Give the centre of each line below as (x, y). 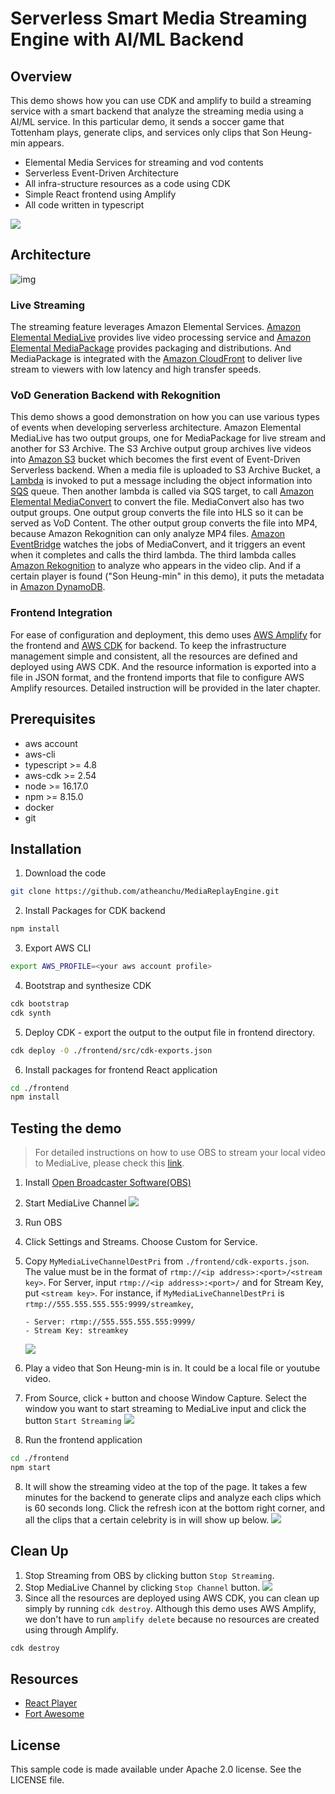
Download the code (65, 873)
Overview (41, 76)
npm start (31, 1468)
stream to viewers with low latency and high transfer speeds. (136, 369)
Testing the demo (66, 1128)
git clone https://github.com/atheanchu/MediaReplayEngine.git (145, 892)
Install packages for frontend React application (121, 1069)
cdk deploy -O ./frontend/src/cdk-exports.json (111, 1050)
